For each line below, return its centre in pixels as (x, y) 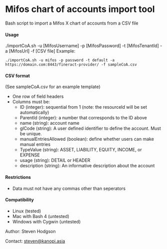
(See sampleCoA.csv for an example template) (53, 87)
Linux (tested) (27, 211)
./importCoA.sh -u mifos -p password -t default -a (60, 60)
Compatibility (19, 200)
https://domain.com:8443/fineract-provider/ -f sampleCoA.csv (71, 65)
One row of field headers (38, 97)
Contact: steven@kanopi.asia (35, 241)
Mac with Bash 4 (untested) (41, 216)
